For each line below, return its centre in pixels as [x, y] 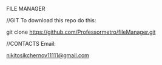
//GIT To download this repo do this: [51, 20]
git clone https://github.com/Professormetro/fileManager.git [81, 32]
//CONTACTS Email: [31, 44]
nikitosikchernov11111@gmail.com [48, 55]
